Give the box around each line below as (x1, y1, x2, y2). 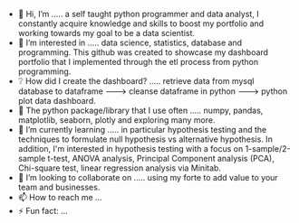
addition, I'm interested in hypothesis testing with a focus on (17, 144, 244, 153)
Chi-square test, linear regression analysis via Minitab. (17, 163, 222, 173)
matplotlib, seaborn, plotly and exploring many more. (17, 115, 216, 125)
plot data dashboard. (17, 96, 97, 106)
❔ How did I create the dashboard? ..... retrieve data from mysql (17, 76, 255, 86)
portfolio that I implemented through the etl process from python (17, 57, 259, 67)
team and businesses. (17, 181, 101, 192)
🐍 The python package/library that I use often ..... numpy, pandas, (17, 105, 264, 116)
